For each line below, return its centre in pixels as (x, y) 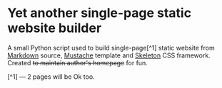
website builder (55, 28)
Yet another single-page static (99, 13)
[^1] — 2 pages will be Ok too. (51, 77)
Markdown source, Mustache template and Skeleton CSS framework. (109, 55)
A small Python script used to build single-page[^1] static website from (111, 48)
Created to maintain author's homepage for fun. (77, 62)
